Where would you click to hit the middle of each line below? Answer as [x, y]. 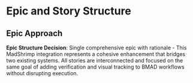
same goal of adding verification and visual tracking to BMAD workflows [95, 67]
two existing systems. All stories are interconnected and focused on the [95, 60]
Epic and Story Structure [69, 11]
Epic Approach [34, 33]
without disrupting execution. [42, 73]
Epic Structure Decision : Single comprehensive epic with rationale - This [96, 48]
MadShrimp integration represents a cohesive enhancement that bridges [96, 54]
